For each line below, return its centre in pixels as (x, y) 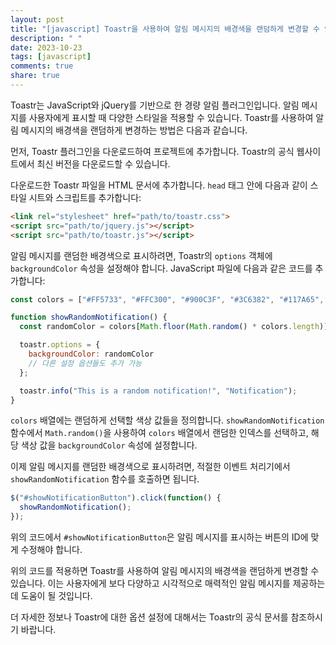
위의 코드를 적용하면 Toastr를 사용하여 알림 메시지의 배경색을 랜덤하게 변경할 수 (165, 570)
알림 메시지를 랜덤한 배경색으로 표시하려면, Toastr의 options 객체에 (141, 255)
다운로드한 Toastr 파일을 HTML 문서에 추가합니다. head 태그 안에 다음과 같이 (159, 185)
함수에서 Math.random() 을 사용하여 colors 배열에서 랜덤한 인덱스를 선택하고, (159, 433)
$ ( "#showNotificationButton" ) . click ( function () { (116, 498)
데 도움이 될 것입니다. (51, 595)
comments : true (42, 66)
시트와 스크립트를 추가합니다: (85, 197)
